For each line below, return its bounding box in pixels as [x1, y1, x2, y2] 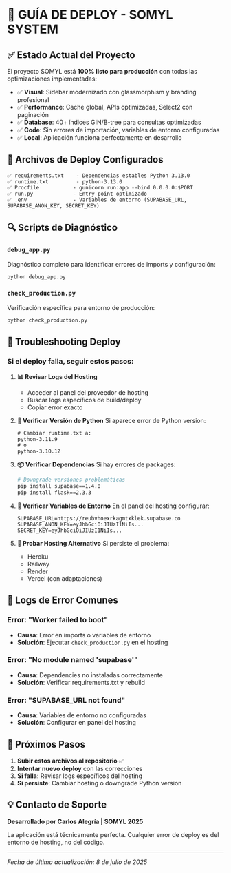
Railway [27, 559, 50, 568]
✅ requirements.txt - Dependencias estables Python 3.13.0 [7, 172, 190, 179]
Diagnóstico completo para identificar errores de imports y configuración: [7, 260, 216, 268]
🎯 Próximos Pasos [7, 738, 86, 750]
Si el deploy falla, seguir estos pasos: [7, 356, 134, 366]
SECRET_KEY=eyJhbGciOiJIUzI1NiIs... [16, 527, 122, 534]
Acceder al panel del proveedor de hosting [27, 389, 149, 397]
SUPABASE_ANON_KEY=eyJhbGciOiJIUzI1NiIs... [16, 521, 144, 528]
